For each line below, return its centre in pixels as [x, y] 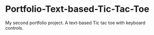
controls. [14, 28]
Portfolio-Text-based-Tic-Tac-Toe [77, 9]
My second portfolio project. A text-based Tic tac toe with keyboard [75, 23]
